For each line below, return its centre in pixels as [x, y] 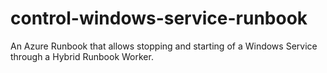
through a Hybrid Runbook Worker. [82, 56]
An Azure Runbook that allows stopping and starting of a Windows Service [164, 46]
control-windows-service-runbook [159, 18]
